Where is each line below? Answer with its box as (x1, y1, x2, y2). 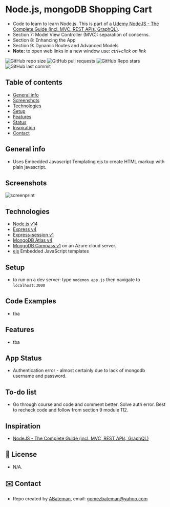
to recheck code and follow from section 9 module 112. (12, 407, 129, 413)
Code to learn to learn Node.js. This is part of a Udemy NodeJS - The (12, 21, 159, 27)
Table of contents (5, 78, 62, 87)
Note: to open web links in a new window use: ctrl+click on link (12, 48, 146, 54)
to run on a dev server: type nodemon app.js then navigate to (12, 277, 140, 283)
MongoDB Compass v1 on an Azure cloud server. (12, 243, 117, 249)
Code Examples (5, 297, 56, 306)
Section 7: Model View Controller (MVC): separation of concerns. (12, 31, 150, 37)
